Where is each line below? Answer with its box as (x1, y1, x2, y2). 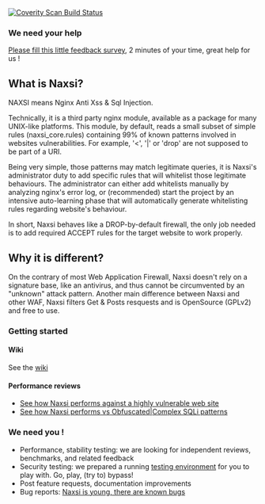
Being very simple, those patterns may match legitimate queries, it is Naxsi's (8, 162, 257, 172)
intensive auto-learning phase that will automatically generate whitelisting (8, 196, 248, 205)
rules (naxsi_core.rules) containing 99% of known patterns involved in (8, 130, 237, 139)
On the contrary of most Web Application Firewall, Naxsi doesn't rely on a (8, 272, 248, 281)
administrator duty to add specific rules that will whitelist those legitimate (8, 170, 247, 181)
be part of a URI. (8, 147, 62, 157)
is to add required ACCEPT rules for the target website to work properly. (8, 228, 243, 238)
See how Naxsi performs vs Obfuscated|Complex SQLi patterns (19, 407, 228, 417)
